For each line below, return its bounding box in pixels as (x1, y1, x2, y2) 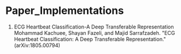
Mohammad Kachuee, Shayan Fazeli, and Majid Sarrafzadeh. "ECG (13, 29, 176, 36)
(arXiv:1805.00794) (13, 42, 61, 49)
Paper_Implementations (5, 4, 124, 17)
